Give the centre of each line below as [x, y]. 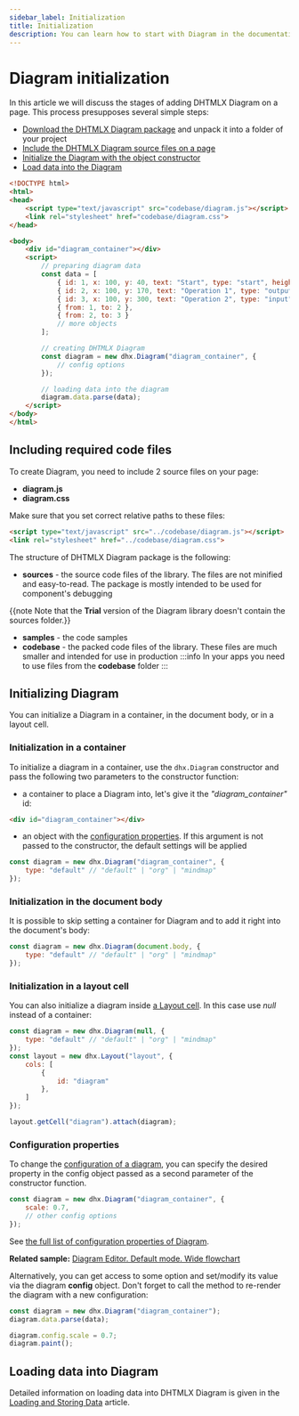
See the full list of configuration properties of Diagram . [109, 1241]
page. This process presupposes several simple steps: [109, 112]
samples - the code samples [75, 637]
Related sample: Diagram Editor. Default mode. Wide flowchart [125, 1258]
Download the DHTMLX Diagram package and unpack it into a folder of [153, 129]
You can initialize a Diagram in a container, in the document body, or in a [141, 715]
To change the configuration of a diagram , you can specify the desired [139, 1164]
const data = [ [69, 274]
